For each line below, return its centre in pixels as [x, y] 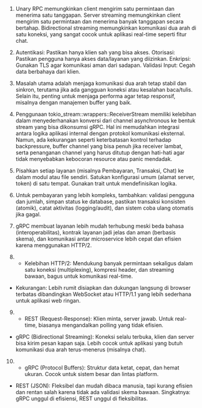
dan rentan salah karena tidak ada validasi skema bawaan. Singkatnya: [103, 392]
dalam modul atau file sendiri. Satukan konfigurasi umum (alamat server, [105, 177]
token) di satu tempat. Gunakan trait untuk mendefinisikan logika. [96, 184]
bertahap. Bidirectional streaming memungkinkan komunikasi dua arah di [106, 28]
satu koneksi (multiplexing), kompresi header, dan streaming [99, 270]
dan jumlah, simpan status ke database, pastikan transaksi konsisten [100, 202]
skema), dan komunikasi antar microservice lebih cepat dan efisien [98, 239]
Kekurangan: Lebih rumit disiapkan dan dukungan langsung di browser [103, 288]
